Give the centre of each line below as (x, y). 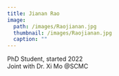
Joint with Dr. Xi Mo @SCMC (48, 66)
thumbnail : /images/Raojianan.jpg (63, 33)
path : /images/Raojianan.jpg (55, 26)
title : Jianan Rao (33, 13)
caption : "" (31, 39)
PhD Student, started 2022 (45, 59)
